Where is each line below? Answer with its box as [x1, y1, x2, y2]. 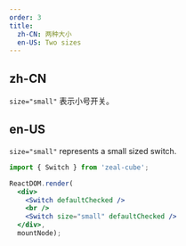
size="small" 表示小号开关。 [9, 95, 114, 107]
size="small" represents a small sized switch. [9, 145, 177, 156]
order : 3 [9, 12, 42, 22]
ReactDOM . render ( [9, 179, 74, 188]
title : [9, 21, 34, 30]
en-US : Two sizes [17, 37, 82, 47]
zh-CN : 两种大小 [17, 29, 73, 38]
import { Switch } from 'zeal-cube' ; [9, 162, 150, 172]
